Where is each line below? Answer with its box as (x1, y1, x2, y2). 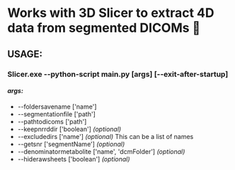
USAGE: (7, 48, 43, 60)
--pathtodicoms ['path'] (17, 117, 87, 126)
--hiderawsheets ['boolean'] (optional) (17, 154, 130, 163)
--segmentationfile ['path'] (17, 109, 96, 118)
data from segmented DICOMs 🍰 (7, 20, 201, 36)
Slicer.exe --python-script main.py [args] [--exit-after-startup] (7, 69, 229, 79)
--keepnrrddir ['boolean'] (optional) (17, 125, 122, 133)
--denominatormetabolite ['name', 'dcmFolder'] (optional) (17, 147, 185, 156)
